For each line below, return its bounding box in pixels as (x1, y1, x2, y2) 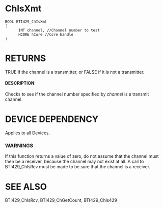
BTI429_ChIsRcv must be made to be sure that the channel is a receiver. (5, 164, 151, 170)
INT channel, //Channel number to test (18, 28, 100, 32)
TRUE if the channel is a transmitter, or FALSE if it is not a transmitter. (5, 69, 145, 75)
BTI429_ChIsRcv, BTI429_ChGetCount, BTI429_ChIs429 (5, 197, 117, 203)
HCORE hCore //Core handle (18, 32, 74, 37)
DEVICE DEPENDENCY (5, 114, 99, 125)
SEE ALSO (5, 181, 47, 192)
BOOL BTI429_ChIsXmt (5, 19, 48, 24)
